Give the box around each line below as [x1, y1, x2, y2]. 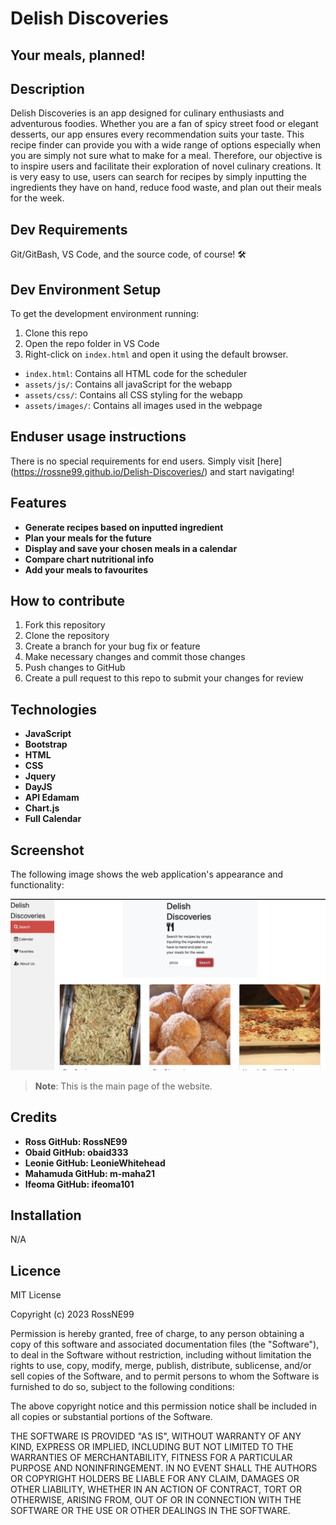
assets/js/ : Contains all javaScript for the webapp [24, 378, 233, 391]
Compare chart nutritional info [24, 553, 155, 565]
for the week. [10, 192, 65, 204]
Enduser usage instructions [10, 428, 187, 446]
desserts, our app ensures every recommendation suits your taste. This [10, 128, 305, 141]
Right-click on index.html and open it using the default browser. [24, 348, 289, 361]
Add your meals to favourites [24, 563, 148, 576]
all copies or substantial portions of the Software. [10, 1411, 213, 1423]
